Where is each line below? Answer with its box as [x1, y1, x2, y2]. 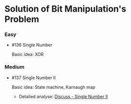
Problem [4, 14, 39, 25]
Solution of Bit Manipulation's [4, 3, 127, 15]
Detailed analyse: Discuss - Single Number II [18, 93, 108, 99]
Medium [4, 64, 25, 70]
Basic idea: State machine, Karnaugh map [11, 84, 96, 90]
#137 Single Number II [11, 74, 56, 81]
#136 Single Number [11, 42, 53, 48]
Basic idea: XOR [11, 52, 44, 57]
